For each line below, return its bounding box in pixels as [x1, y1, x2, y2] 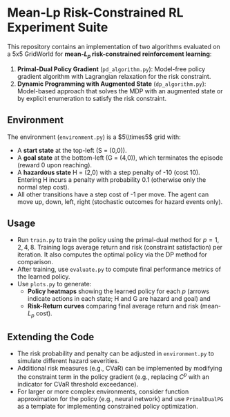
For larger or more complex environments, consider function [17, 387, 189, 396]
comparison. [17, 258, 53, 266]
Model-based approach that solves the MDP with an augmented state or [17, 86, 223, 95]
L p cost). [27, 309, 53, 319]
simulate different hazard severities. [17, 356, 119, 364]
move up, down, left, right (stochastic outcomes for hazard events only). [17, 197, 223, 205]
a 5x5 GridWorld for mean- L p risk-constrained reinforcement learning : [7, 50, 212, 59]
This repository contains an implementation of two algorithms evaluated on [7, 42, 221, 50]
